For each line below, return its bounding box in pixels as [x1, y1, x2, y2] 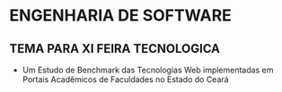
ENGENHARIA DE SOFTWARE [9, 5, 232, 26]
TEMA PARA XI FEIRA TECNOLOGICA [9, 41, 221, 56]
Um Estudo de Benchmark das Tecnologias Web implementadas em [22, 64, 274, 75]
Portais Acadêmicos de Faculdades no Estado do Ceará [22, 74, 229, 85]
